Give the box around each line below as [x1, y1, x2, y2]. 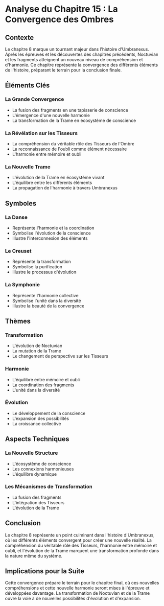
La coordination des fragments [12, 382, 74, 388]
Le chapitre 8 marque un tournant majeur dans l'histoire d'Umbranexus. [5, 47, 149, 52]
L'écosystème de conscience [12, 461, 71, 466]
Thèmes [5, 317, 31, 325]
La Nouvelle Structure [5, 449, 58, 456]
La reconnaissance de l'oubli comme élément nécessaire [12, 146, 127, 152]
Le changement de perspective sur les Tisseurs [12, 353, 109, 359]
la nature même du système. [5, 553, 63, 559]
